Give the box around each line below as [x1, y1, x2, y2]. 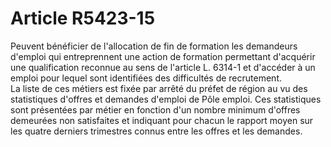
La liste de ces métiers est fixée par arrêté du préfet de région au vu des [10, 82, 308, 94]
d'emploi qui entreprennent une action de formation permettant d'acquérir [10, 50, 316, 62]
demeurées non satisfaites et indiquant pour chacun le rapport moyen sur [10, 114, 314, 126]
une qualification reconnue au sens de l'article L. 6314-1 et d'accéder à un [10, 61, 316, 73]
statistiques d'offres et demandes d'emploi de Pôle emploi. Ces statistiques [10, 93, 322, 105]
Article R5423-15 [10, 7, 156, 30]
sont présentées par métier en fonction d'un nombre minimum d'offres [10, 103, 301, 116]
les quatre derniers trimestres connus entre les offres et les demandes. [10, 125, 303, 137]
